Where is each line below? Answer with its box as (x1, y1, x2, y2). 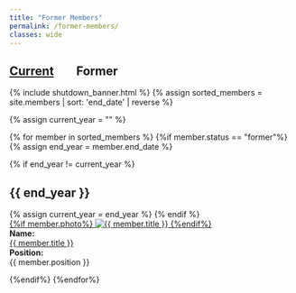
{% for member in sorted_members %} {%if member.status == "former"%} (9, 132, 288, 142)
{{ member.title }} (9, 238, 74, 248)
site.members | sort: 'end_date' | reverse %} (9, 96, 173, 108)
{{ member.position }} (9, 257, 90, 267)
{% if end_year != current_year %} (9, 159, 135, 169)
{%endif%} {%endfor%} (9, 274, 100, 285)
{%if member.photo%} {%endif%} (9, 218, 212, 229)
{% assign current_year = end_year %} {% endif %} (9, 209, 200, 219)
